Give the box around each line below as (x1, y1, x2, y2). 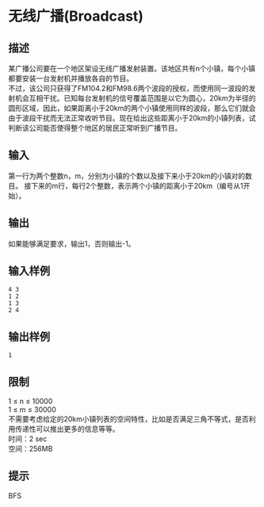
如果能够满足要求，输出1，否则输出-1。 (8, 238, 136, 248)
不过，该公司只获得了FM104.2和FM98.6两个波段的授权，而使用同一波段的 (8, 84, 249, 93)
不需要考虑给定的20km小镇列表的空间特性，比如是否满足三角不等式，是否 (8, 414, 250, 424)
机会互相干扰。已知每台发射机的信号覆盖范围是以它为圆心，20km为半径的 (14, 93, 256, 103)
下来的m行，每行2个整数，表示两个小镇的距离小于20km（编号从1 (30, 181, 243, 190)
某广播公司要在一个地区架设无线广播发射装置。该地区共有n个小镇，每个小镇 (8, 64, 256, 73)
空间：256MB (8, 444, 53, 454)
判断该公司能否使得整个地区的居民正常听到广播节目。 (8, 124, 182, 132)
